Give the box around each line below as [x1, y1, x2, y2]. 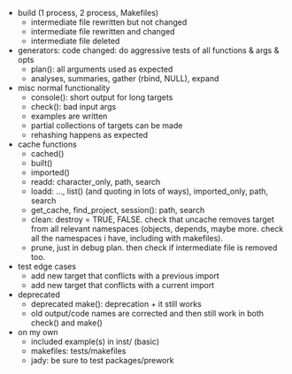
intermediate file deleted [30, 35, 120, 46]
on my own [17, 327, 59, 337]
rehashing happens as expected [30, 130, 149, 140]
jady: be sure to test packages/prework [30, 355, 174, 365]
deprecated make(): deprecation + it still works [30, 299, 202, 309]
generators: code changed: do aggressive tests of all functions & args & [17, 45, 280, 56]
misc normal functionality [17, 83, 111, 93]
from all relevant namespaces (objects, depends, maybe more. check [30, 224, 284, 233]
